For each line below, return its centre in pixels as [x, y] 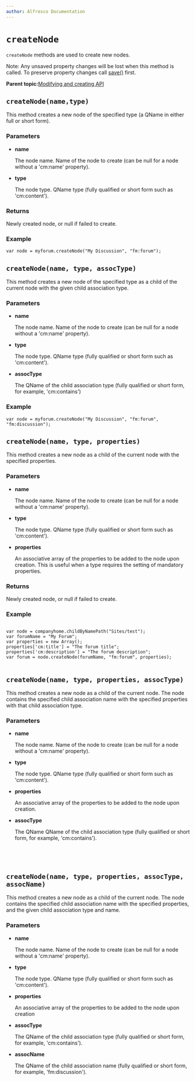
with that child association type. [45, 706]
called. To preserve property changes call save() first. [71, 72]
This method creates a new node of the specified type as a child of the [92, 282]
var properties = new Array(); [44, 642]
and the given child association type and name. [63, 910]
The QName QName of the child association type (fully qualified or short [102, 832]
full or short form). [28, 121]
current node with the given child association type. [68, 288]
